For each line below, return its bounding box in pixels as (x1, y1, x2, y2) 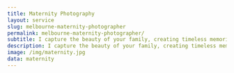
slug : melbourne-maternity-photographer (7, 23, 127, 30)
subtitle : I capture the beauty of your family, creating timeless (7, 36, 208, 43)
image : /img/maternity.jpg (7, 49, 86, 56)
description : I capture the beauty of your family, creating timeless (7, 42, 217, 49)
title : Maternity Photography (7, 10, 95, 17)
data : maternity (7, 56, 54, 63)
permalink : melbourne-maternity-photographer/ (7, 29, 145, 37)
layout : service (7, 17, 54, 24)
